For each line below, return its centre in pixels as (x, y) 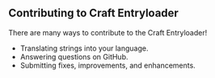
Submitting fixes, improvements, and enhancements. (107, 65)
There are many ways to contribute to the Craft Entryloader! (108, 32)
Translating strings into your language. (84, 48)
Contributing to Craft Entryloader (94, 13)
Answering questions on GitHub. (74, 56)
